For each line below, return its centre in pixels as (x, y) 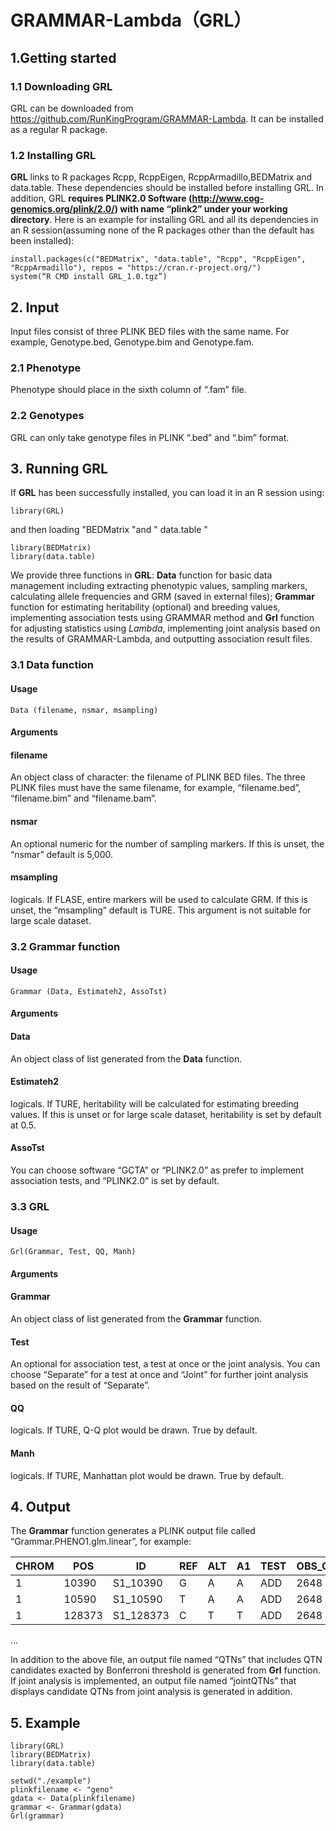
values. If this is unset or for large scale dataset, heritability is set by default (166, 1114)
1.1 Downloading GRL (61, 86)
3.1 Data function (52, 665)
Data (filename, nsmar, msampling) (84, 710)
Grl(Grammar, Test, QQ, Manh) (73, 1252)
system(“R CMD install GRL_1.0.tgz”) (89, 277)
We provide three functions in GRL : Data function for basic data (141, 575)
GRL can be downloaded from (72, 108)
